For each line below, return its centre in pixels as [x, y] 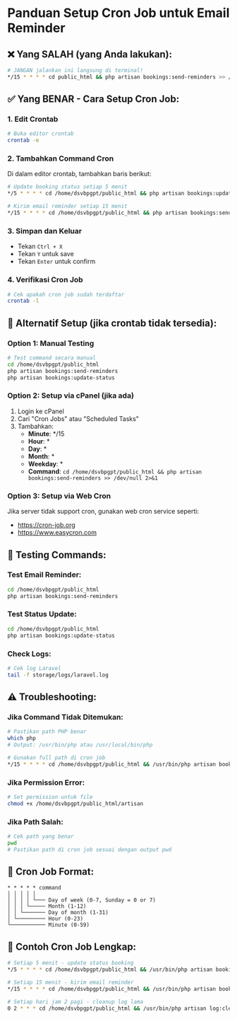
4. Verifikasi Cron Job [45, 280]
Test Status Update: [42, 614]
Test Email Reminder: [44, 575]
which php [22, 738]
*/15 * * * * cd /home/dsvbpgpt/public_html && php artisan [98, 213]
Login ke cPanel [41, 411]
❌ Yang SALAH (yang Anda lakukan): [90, 54]
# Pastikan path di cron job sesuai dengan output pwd [90, 850]
